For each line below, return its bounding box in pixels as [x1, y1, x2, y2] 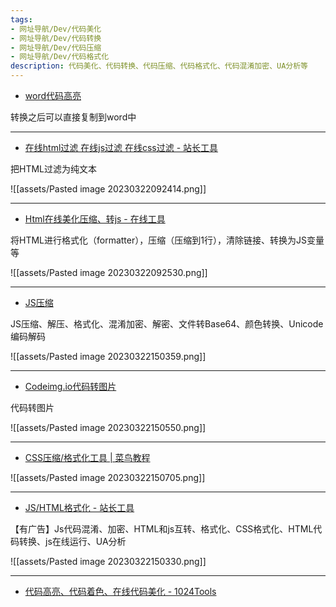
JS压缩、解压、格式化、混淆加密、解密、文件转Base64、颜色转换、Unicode [10, 318, 324, 330]
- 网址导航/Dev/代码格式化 [10, 52, 110, 62]
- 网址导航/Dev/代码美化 [10, 24, 102, 34]
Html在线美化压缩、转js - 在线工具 [24, 213, 166, 225]
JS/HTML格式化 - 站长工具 [24, 502, 135, 513]
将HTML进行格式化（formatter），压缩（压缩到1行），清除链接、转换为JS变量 [10, 234, 325, 246]
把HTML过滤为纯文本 [10, 163, 98, 175]
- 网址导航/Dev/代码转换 [10, 33, 102, 43]
